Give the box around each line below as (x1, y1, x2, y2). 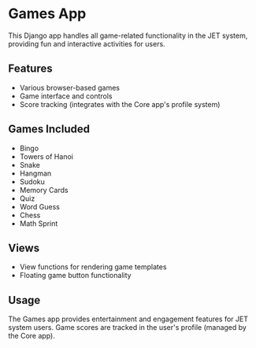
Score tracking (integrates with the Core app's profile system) (19, 99, 221, 109)
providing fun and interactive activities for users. (8, 39, 165, 48)
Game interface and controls (19, 91, 113, 101)
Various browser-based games (19, 83, 121, 92)
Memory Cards (19, 185, 69, 194)
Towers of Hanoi (19, 151, 73, 161)
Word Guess (19, 202, 61, 211)
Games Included (8, 123, 91, 136)
